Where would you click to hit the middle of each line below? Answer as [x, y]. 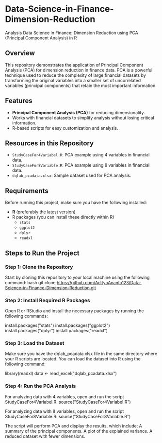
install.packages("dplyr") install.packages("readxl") [57, 331]
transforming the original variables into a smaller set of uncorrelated [73, 80]
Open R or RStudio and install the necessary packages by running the [74, 311]
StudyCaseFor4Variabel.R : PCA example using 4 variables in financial [81, 155]
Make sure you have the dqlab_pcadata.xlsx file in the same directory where [81, 354]
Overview [20, 53]
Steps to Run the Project [42, 253]
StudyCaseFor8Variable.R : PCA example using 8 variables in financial [81, 165]
